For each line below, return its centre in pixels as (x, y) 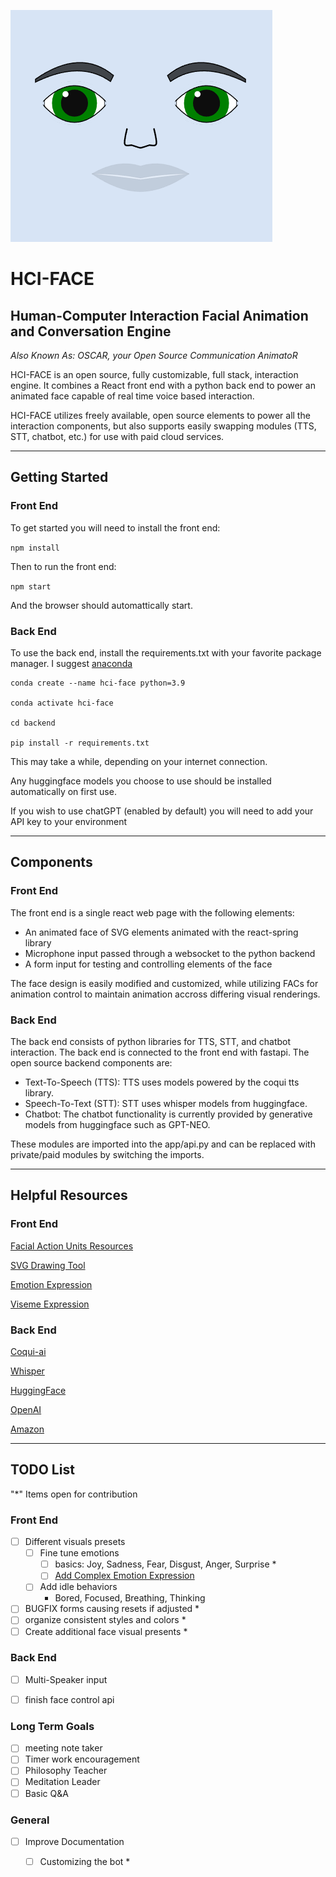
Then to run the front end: (63, 566)
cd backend (33, 723)
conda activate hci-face (62, 703)
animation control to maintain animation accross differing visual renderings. (165, 994)
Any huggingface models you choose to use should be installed (141, 781)
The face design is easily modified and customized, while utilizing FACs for (164, 983)
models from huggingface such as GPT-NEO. (117, 1124)
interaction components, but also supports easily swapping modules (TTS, (163, 426)
